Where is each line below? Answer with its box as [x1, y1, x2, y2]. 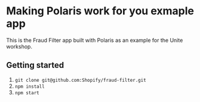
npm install [14, 84, 45, 89]
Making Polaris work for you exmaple [6, 4, 195, 18]
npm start [14, 89, 40, 96]
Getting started [6, 60, 64, 70]
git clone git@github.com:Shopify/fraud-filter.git [14, 77, 146, 83]
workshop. [6, 43, 33, 50]
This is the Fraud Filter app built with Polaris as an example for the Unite [6, 36, 183, 44]
